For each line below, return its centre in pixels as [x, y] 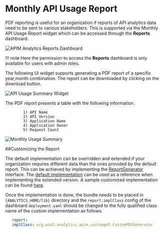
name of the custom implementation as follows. [54, 210]
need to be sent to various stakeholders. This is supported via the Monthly [82, 28]
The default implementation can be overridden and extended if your [75, 158]
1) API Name [36, 112]
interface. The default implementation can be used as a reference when [79, 174]
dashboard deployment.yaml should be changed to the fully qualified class [81, 205]
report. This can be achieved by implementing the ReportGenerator [74, 169]
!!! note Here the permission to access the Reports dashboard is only [76, 58]
